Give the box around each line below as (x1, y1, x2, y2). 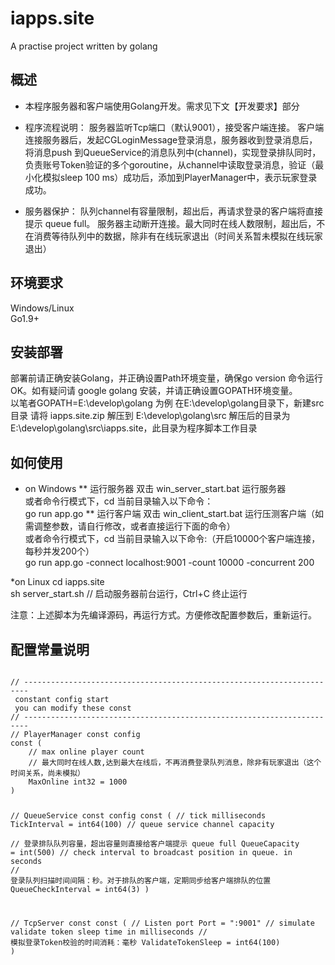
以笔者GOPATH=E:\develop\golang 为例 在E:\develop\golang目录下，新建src (10, 397, 325, 409)
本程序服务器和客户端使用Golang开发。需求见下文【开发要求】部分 (24, 100, 300, 112)
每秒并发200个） (24, 545, 95, 557)
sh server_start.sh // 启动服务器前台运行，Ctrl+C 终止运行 (10, 588, 248, 600)
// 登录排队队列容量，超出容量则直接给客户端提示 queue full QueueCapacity (10, 838, 300, 849)
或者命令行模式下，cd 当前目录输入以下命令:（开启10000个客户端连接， (24, 533, 321, 545)
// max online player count (28, 747, 145, 757)
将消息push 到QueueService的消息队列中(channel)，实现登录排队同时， (24, 146, 322, 158)
